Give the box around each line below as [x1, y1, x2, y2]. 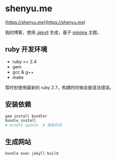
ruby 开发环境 [5, 45, 48, 54]
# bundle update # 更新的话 [5, 123, 62, 128]
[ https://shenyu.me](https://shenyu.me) [5, 19, 86, 25]
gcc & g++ [12, 69, 34, 75]
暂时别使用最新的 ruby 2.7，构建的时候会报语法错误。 [5, 84, 114, 90]
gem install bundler [5, 114, 48, 119]
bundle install [5, 118, 37, 123]
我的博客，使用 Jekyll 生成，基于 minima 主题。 [5, 29, 102, 35]
